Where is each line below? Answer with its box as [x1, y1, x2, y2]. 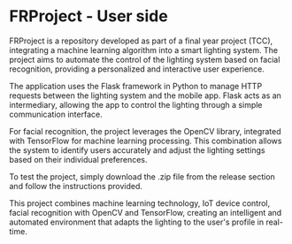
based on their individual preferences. [9, 154, 148, 164]
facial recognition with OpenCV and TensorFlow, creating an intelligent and [9, 207, 282, 217]
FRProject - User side [9, 6, 168, 27]
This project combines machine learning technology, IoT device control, [9, 197, 271, 209]
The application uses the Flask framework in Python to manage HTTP [9, 80, 263, 91]
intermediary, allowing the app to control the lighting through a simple [9, 99, 263, 110]
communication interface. [9, 109, 104, 119]
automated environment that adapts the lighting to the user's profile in [9, 217, 264, 227]
